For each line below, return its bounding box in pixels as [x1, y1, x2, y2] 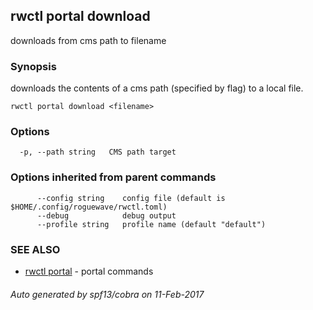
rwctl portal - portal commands [24, 265, 154, 277]
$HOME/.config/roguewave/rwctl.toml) [10, 202, 168, 212]
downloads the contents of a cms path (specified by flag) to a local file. [10, 82, 304, 94]
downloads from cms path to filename [10, 34, 167, 46]
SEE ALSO [10, 242, 61, 256]
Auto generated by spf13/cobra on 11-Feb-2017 [10, 288, 205, 300]
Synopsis [10, 59, 57, 73]
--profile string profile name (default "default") [36, 219, 267, 229]
